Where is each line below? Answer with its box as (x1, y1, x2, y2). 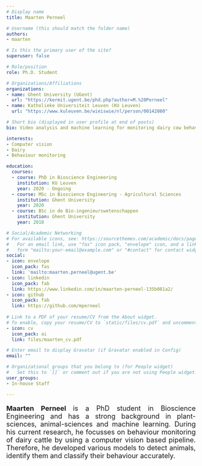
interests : (6, 135, 34, 141)
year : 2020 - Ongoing (17, 185, 71, 191)
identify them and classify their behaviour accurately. (6, 451, 176, 460)
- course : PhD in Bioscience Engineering (11, 175, 117, 181)
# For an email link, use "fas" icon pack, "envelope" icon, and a (6, 241, 185, 247)
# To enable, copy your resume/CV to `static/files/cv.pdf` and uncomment (6, 320, 198, 326)
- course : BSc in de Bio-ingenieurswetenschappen (11, 208, 138, 214)
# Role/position (6, 64, 47, 70)
